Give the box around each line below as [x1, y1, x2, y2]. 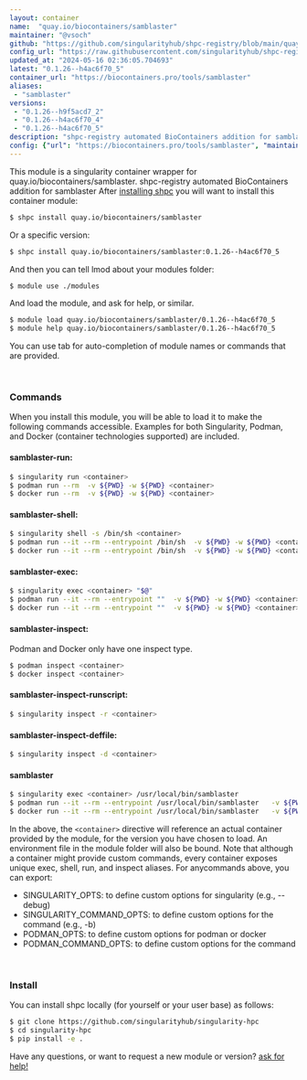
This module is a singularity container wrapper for [9, 166, 197, 176]
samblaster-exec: [9, 566, 79, 577]
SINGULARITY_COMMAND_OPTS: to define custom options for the [22, 909, 274, 920]
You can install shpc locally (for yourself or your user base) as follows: [9, 1000, 274, 1010]
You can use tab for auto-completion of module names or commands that [9, 340, 286, 352]
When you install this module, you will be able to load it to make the [9, 412, 263, 422]
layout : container [9, 13, 79, 23]
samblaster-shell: [9, 508, 79, 519]
